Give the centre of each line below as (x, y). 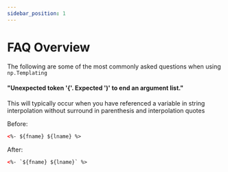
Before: (18, 123)
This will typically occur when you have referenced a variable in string (106, 103)
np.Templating (27, 73)
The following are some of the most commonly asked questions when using (114, 66)
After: (15, 149)
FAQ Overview (49, 47)
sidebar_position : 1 (37, 13)
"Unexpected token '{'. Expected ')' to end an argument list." (95, 88)
